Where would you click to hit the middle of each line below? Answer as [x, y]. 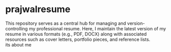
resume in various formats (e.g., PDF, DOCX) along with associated [76, 34]
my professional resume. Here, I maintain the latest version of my [98, 28]
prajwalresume [38, 9]
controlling [17, 28]
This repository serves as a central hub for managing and [66, 23]
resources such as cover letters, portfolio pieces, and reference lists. [78, 39]
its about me [18, 44]
